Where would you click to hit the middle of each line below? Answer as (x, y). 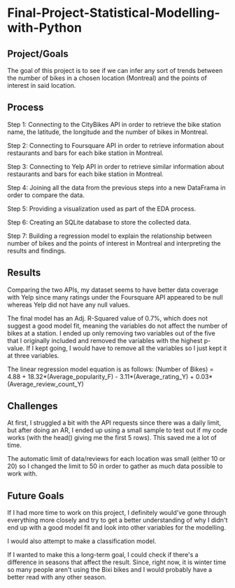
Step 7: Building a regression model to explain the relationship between (109, 236)
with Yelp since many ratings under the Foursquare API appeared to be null (115, 297)
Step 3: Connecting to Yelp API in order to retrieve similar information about (116, 166)
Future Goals (36, 496)
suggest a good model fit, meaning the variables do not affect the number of (117, 326)
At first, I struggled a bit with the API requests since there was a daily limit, (114, 423)
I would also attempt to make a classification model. (82, 541)
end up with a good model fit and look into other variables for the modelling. (116, 528)
